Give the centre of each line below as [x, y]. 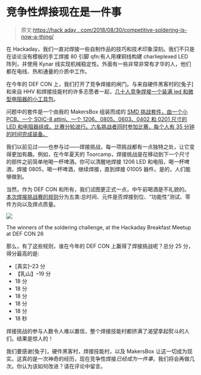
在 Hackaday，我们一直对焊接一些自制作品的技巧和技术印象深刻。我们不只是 [100, 49]
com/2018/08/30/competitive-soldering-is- [134, 30]
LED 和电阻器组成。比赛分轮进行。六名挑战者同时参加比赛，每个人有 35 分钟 [100, 127]
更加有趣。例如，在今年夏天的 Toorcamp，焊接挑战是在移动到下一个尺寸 [100, 154]
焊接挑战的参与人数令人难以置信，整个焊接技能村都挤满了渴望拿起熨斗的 [95, 331]
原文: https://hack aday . [50, 30]
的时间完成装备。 [27, 134]
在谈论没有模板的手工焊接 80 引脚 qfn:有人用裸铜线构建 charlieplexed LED [97, 56]
